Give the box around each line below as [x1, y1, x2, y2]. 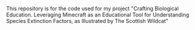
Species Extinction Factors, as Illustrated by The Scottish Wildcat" [6, 18, 169, 24]
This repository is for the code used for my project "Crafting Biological [6, 5, 179, 12]
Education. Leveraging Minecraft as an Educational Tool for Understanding [6, 11, 190, 18]
